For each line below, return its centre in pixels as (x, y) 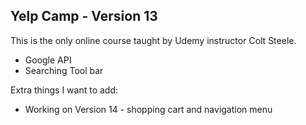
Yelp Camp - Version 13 (84, 16)
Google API (48, 60)
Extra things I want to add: (64, 90)
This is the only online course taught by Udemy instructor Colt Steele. (153, 40)
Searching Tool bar (64, 70)
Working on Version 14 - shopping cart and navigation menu (148, 109)
